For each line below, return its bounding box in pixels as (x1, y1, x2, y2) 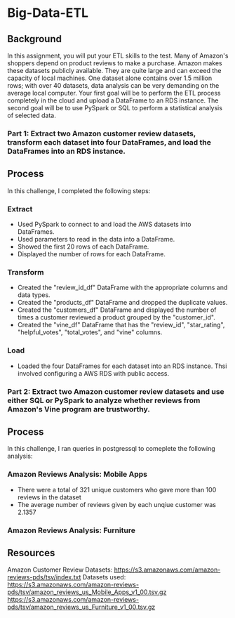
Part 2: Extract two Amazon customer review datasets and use (7, 386, 224, 396)
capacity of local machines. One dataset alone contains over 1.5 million (7, 74, 213, 82)
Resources (7, 546, 55, 559)
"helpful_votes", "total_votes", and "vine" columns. (17, 328, 163, 336)
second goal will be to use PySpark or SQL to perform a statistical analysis (7, 104, 223, 112)
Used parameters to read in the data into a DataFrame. (17, 235, 175, 244)
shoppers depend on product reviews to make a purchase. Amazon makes (7, 59, 222, 67)
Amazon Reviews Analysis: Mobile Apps (7, 469, 147, 479)
